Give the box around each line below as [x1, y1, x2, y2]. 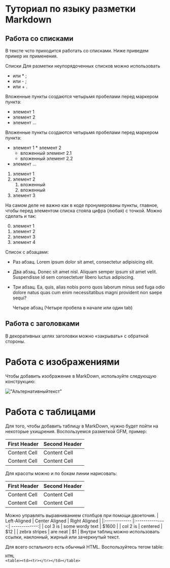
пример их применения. [5, 53, 58, 59]
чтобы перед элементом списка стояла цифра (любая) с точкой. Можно [5, 208, 162, 214]
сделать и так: [5, 213, 37, 219]
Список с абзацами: [5, 249, 49, 255]
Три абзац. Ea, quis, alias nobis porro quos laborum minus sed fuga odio [12, 284, 165, 290]
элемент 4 [12, 239, 36, 245]
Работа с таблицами [5, 406, 96, 417]
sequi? [12, 295, 27, 301]
